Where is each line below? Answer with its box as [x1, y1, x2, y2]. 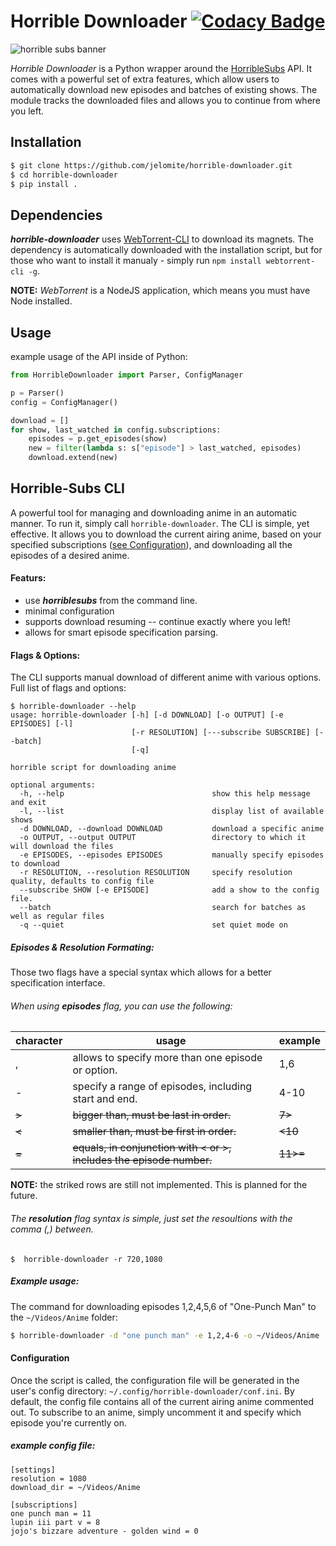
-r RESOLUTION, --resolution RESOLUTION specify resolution [19, 868, 293, 878]
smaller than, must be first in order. [72, 1125, 237, 1139]
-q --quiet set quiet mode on [19, 920, 288, 930]
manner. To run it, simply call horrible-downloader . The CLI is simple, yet [10, 517, 310, 529]
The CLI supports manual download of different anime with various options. [10, 671, 322, 684]
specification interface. [10, 977, 106, 989]
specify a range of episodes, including [72, 1080, 253, 1094]
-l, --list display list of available [19, 806, 325, 817]
